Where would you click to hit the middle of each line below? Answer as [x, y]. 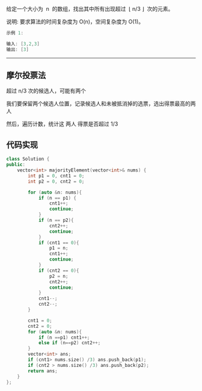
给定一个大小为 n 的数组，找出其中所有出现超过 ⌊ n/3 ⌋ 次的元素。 [90, 9]
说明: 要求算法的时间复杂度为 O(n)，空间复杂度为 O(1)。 [75, 22]
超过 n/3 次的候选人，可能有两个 [46, 91]
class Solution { [28, 159]
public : [16, 165]
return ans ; [43, 371]
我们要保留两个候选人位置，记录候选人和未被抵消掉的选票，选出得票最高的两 [101, 103]
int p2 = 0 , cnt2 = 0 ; [56, 181]
